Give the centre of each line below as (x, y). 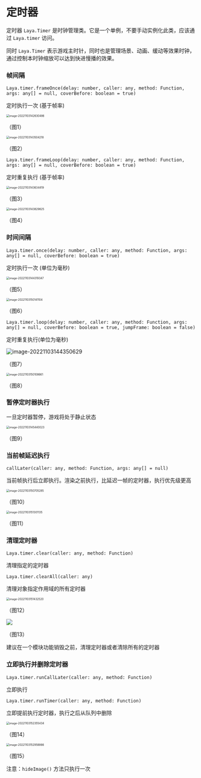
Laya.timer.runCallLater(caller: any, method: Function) (79, 677)
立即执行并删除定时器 (37, 664)
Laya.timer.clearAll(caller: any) (50, 577)
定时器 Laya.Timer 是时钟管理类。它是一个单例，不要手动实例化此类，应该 (98, 30)
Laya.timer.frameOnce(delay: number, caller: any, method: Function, (96, 88)
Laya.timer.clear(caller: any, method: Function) (70, 553)
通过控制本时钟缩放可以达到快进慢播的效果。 (62, 58)
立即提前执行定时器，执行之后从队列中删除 (59, 713)
